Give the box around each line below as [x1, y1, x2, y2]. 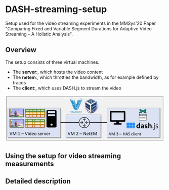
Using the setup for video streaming [5, 152, 121, 160]
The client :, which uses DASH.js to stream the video [12, 85, 121, 91]
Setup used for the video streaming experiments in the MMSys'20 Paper [5, 20, 156, 26]
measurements [5, 160, 54, 168]
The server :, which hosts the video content [12, 69, 103, 75]
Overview [5, 45, 37, 54]
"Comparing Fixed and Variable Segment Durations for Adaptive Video [5, 25, 152, 31]
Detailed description [5, 177, 71, 185]
